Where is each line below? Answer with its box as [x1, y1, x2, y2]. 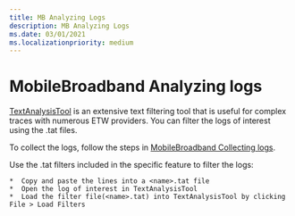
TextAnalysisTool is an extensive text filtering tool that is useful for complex [9, 106, 287, 117]
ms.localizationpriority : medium [9, 37, 134, 47]
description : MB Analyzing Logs [9, 21, 130, 30]
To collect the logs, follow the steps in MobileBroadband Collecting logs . [9, 142, 275, 153]
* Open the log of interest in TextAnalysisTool [9, 185, 198, 194]
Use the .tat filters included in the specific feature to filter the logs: [9, 160, 254, 170]
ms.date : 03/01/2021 [9, 29, 87, 38]
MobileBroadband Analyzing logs [9, 77, 263, 96]
